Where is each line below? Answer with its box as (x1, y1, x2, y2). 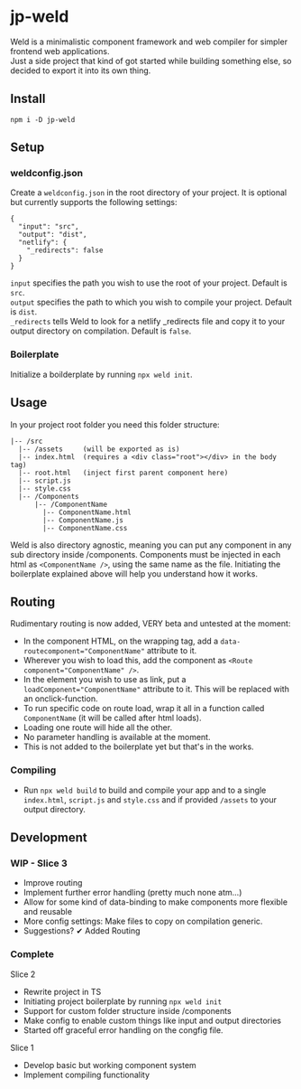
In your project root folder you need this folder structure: (10, 418, 220, 430)
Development (10, 830, 88, 846)
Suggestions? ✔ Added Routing (23, 925, 141, 936)
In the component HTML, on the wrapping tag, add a (23, 635, 219, 647)
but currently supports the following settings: (10, 197, 178, 208)
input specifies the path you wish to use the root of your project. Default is (10, 277, 287, 288)
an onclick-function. (23, 693, 98, 704)
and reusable (23, 906, 73, 917)
